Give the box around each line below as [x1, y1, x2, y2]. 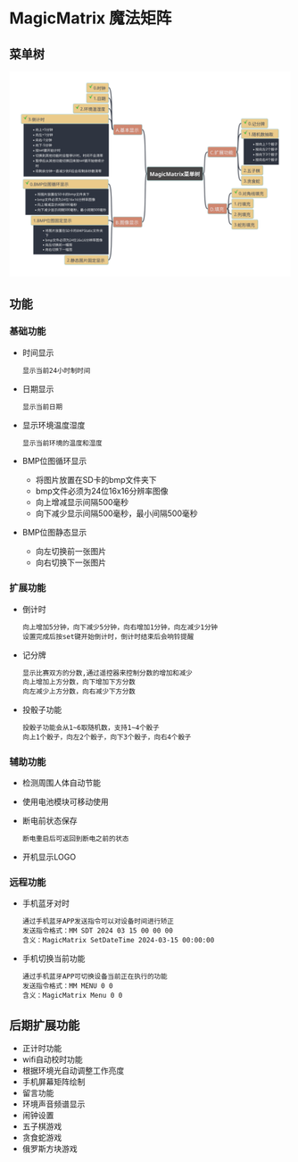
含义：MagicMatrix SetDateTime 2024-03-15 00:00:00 [21, 936, 215, 945]
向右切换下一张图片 [35, 557, 107, 568]
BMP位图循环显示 [21, 456, 87, 467]
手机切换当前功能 [21, 952, 86, 964]
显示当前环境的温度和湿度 [21, 438, 103, 447]
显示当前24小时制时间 [21, 366, 91, 375]
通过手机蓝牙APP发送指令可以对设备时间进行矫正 [21, 917, 174, 926]
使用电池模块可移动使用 [21, 796, 109, 808]
